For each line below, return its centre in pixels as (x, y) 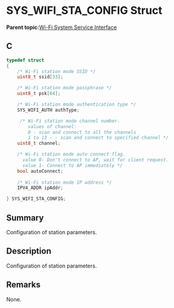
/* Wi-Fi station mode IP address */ (65, 182)
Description (29, 251)
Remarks (24, 285)
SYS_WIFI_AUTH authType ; (48, 110)
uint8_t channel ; (39, 143)
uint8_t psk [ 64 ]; (39, 94)
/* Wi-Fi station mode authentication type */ (77, 104)
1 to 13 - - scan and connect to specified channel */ (98, 138)
